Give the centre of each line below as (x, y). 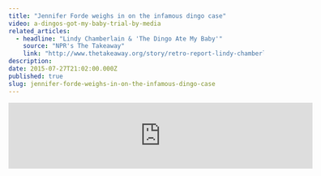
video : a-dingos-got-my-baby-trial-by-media (85, 24)
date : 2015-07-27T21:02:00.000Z (63, 69)
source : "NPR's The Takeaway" (74, 46)
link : (32, 54)
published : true (36, 76)
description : (30, 62)
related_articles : (39, 31)
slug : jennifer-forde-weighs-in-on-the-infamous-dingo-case (112, 84)
